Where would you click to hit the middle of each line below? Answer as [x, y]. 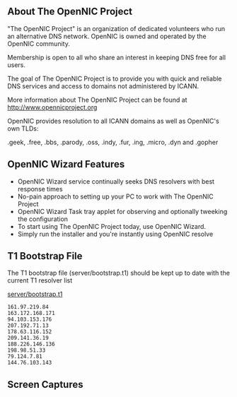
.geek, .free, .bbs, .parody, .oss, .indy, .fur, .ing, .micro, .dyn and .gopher [113, 142]
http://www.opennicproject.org [52, 107]
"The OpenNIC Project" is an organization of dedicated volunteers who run [116, 28]
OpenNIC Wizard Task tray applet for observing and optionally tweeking [122, 211]
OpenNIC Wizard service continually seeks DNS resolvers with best [116, 181]
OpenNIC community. [39, 43]
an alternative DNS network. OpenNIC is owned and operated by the [107, 36]
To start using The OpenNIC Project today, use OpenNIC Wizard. [112, 226]
